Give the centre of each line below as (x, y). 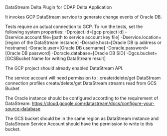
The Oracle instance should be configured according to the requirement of (82, 98)
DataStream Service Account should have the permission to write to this (79, 124)
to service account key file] (91, 37)
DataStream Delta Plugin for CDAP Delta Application (59, 7)
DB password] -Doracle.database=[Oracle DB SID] (74, 53)
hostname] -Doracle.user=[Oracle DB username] (55, 48)
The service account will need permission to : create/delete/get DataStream (83, 78)
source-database (23, 109)
